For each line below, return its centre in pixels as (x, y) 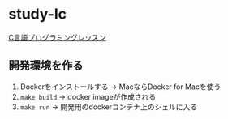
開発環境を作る (46, 66)
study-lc (38, 14)
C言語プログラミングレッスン (58, 37)
